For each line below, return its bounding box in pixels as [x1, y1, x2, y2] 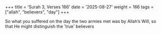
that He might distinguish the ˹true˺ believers [5, 23, 94, 29]
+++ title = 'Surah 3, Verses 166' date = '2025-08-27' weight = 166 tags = [5, 4, 154, 10]
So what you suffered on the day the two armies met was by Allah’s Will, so [5, 19, 157, 24]
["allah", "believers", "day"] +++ [5, 9, 69, 15]
